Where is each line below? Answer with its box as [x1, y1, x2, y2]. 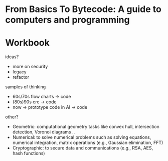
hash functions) [12, 150, 45, 156]
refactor [12, 74, 29, 80]
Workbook [5, 37, 50, 49]
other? [5, 114, 19, 120]
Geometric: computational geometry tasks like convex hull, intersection [12, 124, 159, 130]
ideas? [5, 54, 19, 60]
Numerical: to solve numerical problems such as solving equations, [12, 134, 151, 140]
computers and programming [5, 14, 130, 26]
